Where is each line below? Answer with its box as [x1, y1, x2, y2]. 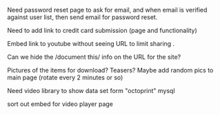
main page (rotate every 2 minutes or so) [7, 73, 123, 81]
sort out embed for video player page [7, 100, 114, 108]
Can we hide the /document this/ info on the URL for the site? [7, 53, 181, 61]
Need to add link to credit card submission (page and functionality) [7, 27, 198, 34]
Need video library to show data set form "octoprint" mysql [7, 87, 175, 94]
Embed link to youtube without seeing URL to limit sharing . [7, 40, 175, 47]
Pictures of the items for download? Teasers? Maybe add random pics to [7, 66, 214, 74]
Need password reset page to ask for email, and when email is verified [7, 6, 208, 14]
